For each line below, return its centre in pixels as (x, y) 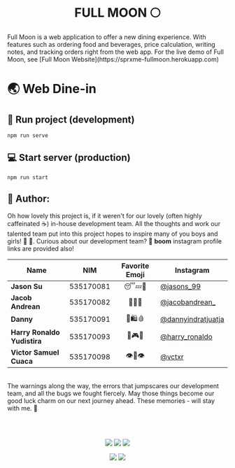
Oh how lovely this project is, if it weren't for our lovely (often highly (105, 215)
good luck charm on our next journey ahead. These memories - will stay (111, 400)
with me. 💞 (23, 408)
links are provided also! (41, 248)
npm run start (28, 177)
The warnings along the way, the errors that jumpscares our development (113, 385)
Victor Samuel (35, 352)
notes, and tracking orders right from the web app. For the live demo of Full (115, 52)
